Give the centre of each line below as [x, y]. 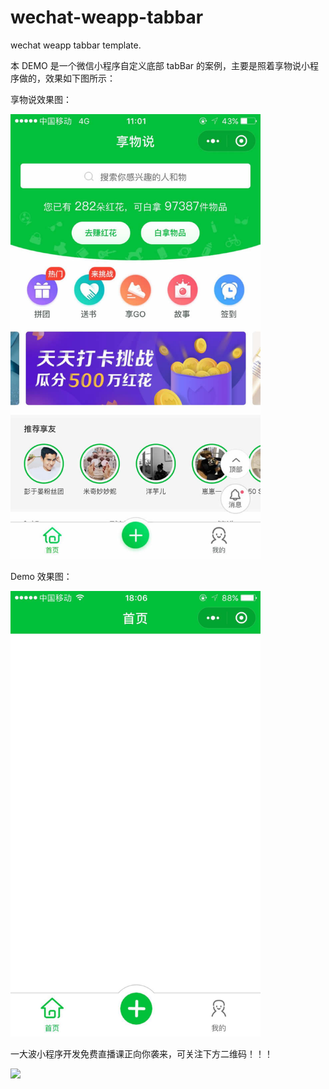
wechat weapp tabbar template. [76, 45]
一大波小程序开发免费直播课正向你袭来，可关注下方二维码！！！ [141, 1053]
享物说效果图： [41, 99]
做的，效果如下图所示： [67, 78]
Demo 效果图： [41, 577]
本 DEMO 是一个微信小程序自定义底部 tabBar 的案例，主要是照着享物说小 [160, 65]
